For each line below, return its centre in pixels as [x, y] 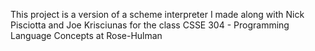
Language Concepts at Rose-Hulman [86, 35]
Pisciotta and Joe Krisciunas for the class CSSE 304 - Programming [150, 25]
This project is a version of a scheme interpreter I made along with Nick [157, 14]
